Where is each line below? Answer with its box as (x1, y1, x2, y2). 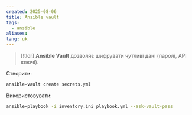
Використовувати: (6, 92, 52, 99)
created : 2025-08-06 (6, 8, 57, 15)
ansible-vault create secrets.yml (6, 81, 92, 87)
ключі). (20, 58, 39, 65)
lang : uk (6, 36, 28, 42)
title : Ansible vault (6, 14, 60, 20)
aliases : (6, 31, 28, 37)
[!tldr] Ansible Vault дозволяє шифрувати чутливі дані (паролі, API (20, 52, 187, 59)
